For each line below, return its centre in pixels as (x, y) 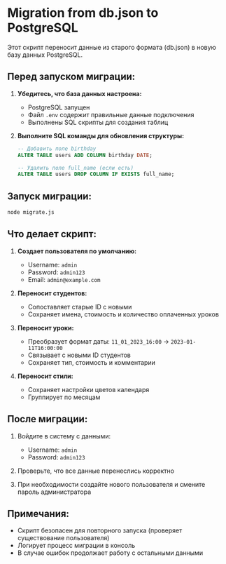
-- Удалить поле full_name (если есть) (76, 168)
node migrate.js (31, 213)
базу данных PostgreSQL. (45, 55)
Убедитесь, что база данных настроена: (79, 93)
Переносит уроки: (45, 328)
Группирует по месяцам (64, 397)
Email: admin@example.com (64, 279)
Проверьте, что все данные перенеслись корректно (96, 471)
